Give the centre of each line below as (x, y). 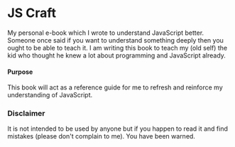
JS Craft (32, 13)
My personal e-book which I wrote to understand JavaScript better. (106, 33)
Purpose (20, 72)
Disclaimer (26, 114)
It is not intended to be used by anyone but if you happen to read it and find (118, 129)
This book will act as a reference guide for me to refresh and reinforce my (115, 87)
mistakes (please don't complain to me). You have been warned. (101, 136)
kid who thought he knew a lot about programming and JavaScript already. (116, 55)
